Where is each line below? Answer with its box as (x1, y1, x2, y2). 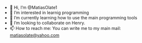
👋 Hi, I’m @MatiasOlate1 (9, 5, 57, 10)
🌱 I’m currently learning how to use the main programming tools (9, 15, 138, 20)
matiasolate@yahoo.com (9, 32, 60, 38)
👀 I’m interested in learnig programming (9, 10, 89, 15)
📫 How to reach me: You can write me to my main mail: (9, 26, 122, 31)
